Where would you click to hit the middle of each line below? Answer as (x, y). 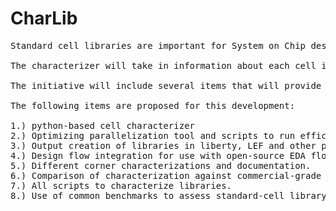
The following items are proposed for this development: (153, 105)
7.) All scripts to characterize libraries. (121, 185)
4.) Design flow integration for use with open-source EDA (158, 155)
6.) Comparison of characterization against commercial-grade (166, 175)
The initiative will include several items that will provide (166, 85)
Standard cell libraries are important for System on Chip (158, 45)
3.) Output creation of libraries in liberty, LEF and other (163, 145)
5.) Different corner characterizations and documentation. (161, 165)
